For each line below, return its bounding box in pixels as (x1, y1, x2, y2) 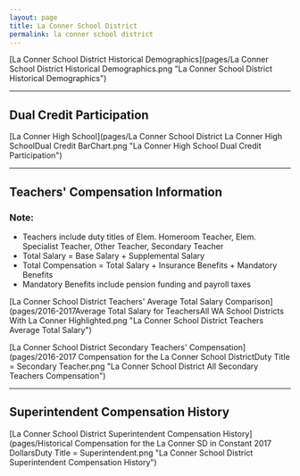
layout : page (9, 13, 58, 22)
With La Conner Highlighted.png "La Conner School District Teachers (9, 314, 264, 326)
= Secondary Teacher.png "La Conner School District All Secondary (9, 361, 259, 372)
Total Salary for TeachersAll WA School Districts (107, 305, 284, 316)
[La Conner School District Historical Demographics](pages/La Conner (9, 54, 270, 65)
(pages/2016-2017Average (9, 305, 106, 316)
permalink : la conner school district (9, 29, 154, 38)
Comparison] (224, 296, 274, 306)
